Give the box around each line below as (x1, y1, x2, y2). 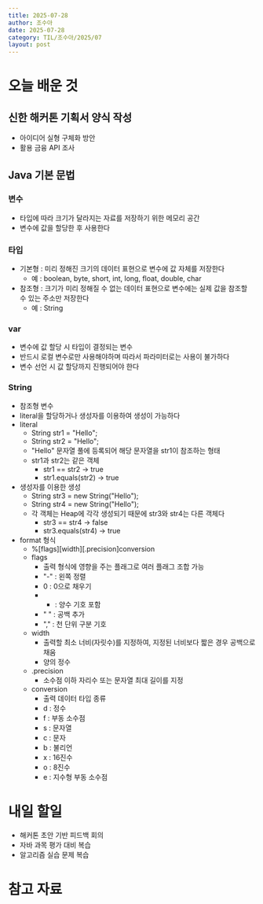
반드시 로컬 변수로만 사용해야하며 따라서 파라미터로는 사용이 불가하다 (19, 352, 230, 362)
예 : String (31, 304, 64, 313)
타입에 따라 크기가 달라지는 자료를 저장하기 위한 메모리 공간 (19, 213, 200, 223)
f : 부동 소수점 (42, 713, 86, 722)
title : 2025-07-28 (8, 11, 68, 20)
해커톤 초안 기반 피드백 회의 (19, 830, 104, 839)
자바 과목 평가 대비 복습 (19, 839, 92, 850)
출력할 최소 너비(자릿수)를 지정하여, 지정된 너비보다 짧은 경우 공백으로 (42, 637, 256, 647)
